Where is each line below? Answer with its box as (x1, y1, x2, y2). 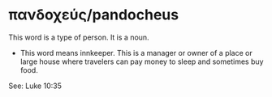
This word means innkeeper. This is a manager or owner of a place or (19, 48, 253, 57)
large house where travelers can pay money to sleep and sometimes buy (19, 57, 264, 66)
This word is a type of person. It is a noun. (8, 32, 149, 42)
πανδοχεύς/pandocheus (8, 6, 179, 24)
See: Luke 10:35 (8, 81, 63, 91)
